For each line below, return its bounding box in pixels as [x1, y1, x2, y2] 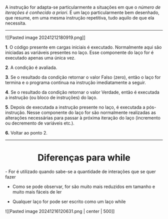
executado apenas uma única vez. [5, 55, 76, 60]
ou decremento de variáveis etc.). [5, 120, 75, 126]
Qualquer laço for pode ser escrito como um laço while [12, 198, 126, 204]
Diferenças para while [37, 152, 131, 163]
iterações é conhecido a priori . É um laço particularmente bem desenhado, [5, 9, 160, 15]
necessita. [5, 20, 26, 26]
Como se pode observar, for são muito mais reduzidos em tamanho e [12, 183, 155, 189]
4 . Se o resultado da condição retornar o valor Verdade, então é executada [5, 89, 160, 95]
